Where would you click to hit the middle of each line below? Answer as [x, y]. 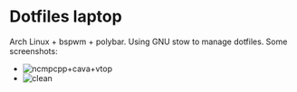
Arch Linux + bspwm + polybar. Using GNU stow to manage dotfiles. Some [148, 41]
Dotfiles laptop [66, 17]
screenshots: [34, 51]
